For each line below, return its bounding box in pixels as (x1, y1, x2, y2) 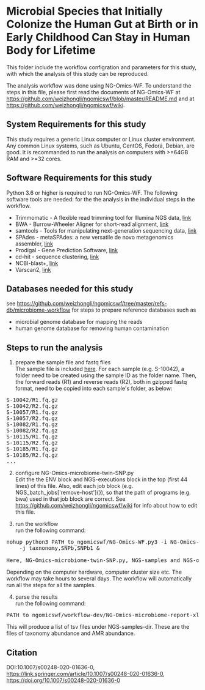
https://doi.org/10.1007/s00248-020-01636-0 (6, 677, 120, 684)
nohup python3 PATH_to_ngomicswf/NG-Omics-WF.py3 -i (6, 539, 168, 546)
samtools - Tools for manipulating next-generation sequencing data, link (15, 227, 197, 234)
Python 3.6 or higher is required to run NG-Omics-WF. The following (6, 189, 178, 197)
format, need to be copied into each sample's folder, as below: (15, 384, 173, 392)
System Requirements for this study (6, 119, 146, 130)
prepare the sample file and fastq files (15, 359, 111, 366)
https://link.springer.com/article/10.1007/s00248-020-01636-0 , (6, 670, 165, 677)
